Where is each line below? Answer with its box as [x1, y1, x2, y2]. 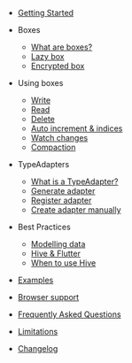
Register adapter [30, 195, 92, 205]
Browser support [17, 292, 80, 302]
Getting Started [17, 8, 74, 18]
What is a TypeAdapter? [30, 176, 119, 187]
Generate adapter [30, 186, 96, 196]
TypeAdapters [17, 159, 70, 169]
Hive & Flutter [30, 248, 82, 259]
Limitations [17, 327, 58, 336]
